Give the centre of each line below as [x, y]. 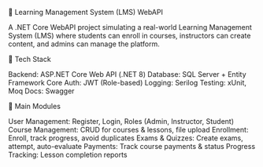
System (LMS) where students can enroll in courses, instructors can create [130, 36]
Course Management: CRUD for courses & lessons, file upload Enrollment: [128, 130]
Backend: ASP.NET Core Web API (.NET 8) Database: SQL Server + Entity [127, 74]
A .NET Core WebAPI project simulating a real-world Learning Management [130, 27]
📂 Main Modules [35, 106]
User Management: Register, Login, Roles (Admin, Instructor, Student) [121, 121]
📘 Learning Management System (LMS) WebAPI [86, 12]
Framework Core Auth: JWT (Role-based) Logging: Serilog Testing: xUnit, [127, 83]
